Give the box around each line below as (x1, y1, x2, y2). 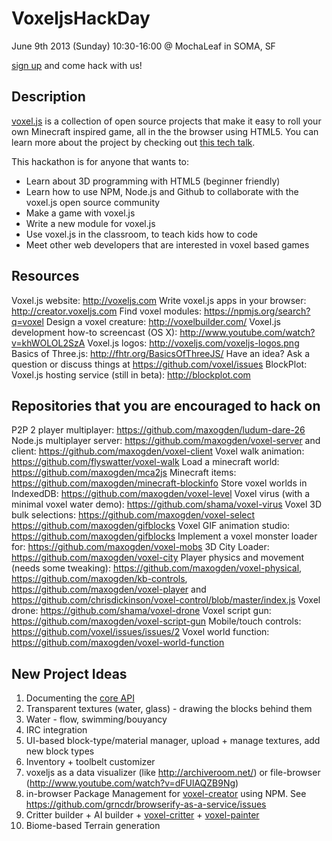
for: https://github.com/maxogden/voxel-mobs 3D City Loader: (11, 541, 270, 553)
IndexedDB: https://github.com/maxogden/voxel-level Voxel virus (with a (11, 488, 311, 500)
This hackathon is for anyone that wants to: (11, 155, 190, 167)
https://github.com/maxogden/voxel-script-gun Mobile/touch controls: (11, 615, 302, 627)
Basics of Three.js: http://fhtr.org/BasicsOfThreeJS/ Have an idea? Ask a (11, 347, 311, 359)
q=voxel (11, 315, 44, 327)
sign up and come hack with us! (11, 59, 143, 71)
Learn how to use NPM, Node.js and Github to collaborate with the (25, 185, 299, 197)
